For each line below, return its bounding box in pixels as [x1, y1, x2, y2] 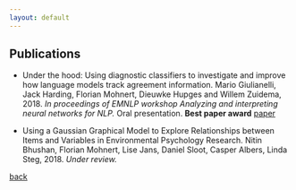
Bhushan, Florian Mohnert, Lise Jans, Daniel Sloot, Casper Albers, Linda [21, 144, 288, 155]
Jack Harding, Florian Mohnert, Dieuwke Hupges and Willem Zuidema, [21, 89, 282, 99]
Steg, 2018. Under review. [21, 154, 118, 165]
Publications [9, 47, 81, 62]
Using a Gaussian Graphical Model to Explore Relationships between [21, 125, 275, 136]
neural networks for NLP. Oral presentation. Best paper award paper [21, 108, 275, 119]
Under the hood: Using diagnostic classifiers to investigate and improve [21, 70, 286, 81]
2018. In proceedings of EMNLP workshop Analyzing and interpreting [21, 99, 279, 109]
